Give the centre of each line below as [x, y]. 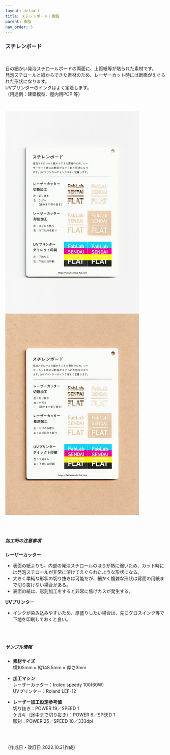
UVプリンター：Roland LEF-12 [44, 691]
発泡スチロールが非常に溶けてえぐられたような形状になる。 [80, 572]
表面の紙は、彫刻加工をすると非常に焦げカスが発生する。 [73, 591]
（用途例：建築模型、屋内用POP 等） [44, 94]
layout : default [22, 11]
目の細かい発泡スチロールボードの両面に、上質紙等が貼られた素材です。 [81, 68]
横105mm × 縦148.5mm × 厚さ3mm [49, 667]
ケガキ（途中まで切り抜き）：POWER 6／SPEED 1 [64, 715]
